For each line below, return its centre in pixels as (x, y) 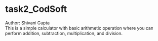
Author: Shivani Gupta (28, 23)
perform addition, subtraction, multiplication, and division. (64, 33)
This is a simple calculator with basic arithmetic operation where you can (79, 28)
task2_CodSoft (36, 9)
